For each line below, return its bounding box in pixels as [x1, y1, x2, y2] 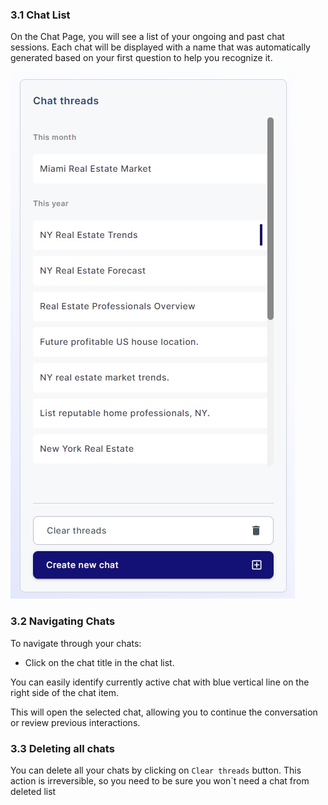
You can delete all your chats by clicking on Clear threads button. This [10, 764, 302, 776]
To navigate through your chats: [10, 637, 142, 649]
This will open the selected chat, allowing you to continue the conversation [10, 706, 318, 718]
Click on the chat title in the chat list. [24, 656, 175, 668]
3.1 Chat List [10, 8, 71, 22]
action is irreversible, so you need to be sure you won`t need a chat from [10, 774, 310, 787]
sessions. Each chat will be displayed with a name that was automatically [10, 41, 311, 53]
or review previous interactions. [10, 716, 141, 728]
